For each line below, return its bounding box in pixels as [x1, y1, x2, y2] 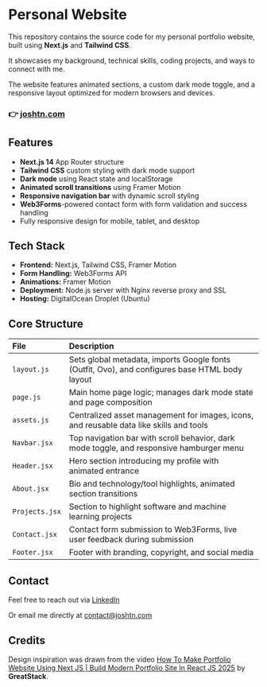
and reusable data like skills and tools [68, 420, 208, 431]
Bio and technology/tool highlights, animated [68, 479, 235, 490]
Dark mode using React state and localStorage [19, 173, 173, 184]
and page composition [68, 397, 153, 408]
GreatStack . [8, 671, 49, 681]
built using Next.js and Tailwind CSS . [8, 40, 131, 49]
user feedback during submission [68, 534, 195, 545]
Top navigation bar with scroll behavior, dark [68, 433, 235, 444]
